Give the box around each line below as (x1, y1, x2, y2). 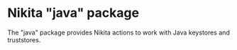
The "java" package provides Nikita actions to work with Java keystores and (7, 28, 231, 37)
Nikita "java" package (7, 5, 140, 21)
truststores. (7, 35, 41, 44)
